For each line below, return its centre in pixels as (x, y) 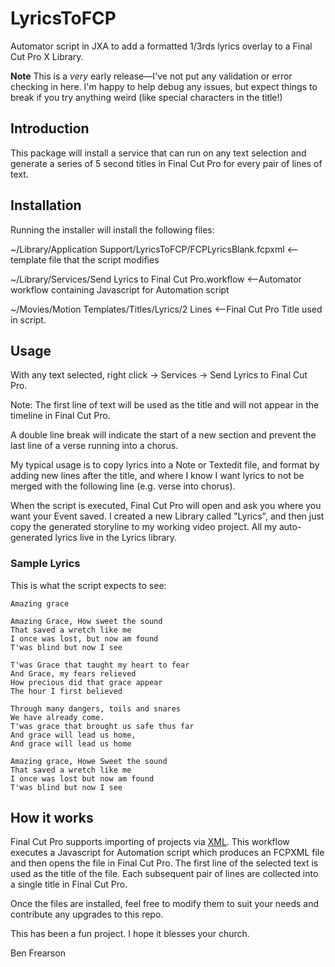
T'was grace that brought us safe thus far (102, 726)
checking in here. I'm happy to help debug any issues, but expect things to (164, 86)
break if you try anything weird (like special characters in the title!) (146, 97)
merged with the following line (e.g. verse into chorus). (123, 486)
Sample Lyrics (45, 564)
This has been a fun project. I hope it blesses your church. (130, 934)
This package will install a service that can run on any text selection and (158, 153)
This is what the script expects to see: (88, 585)
